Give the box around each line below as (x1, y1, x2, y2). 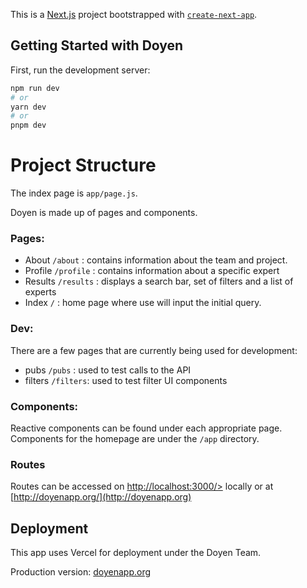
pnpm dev (10, 120, 47, 131)
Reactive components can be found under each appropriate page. (10, 422, 283, 434)
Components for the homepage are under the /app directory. (10, 433, 260, 445)
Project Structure (10, 154, 157, 177)
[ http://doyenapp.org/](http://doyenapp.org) (10, 491, 192, 503)
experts (24, 286, 57, 298)
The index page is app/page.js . (10, 187, 138, 199)
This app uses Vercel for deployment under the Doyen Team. (10, 547, 262, 559)
